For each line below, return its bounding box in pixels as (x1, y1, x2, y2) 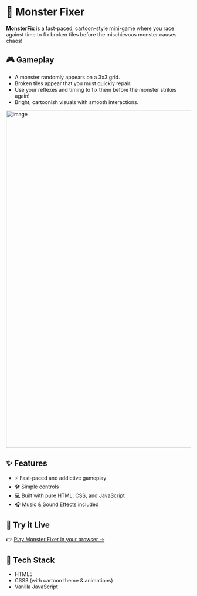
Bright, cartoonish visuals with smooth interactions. (14, 98, 139, 105)
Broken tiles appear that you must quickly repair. (14, 79, 132, 87)
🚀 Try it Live (6, 520, 50, 530)
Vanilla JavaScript (14, 583, 59, 590)
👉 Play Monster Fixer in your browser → (6, 536, 105, 543)
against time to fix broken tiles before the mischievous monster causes (6, 31, 177, 38)
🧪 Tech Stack (6, 555, 55, 565)
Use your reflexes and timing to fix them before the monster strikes (14, 86, 177, 93)
